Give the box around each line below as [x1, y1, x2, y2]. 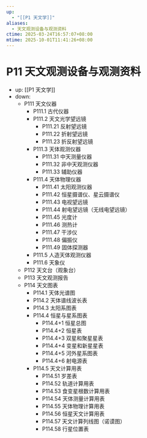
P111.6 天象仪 [33, 258, 65, 266]
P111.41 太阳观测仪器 [42, 183, 92, 191]
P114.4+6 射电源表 [42, 357, 88, 364]
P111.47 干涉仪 [42, 228, 78, 236]
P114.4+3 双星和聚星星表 [42, 334, 104, 342]
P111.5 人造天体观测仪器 [33, 251, 92, 258]
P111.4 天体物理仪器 [33, 175, 81, 183]
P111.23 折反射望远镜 [42, 137, 93, 145]
